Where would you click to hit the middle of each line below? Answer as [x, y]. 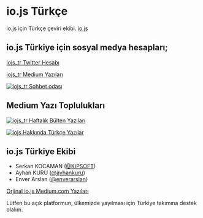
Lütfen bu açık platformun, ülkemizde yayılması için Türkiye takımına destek [102, 203]
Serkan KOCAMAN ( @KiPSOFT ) [56, 166]
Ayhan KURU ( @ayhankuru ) [50, 173]
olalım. [15, 209]
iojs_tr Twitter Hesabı [33, 62]
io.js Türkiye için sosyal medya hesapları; [87, 48]
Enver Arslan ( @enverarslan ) [52, 179]
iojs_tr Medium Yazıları [35, 74]
